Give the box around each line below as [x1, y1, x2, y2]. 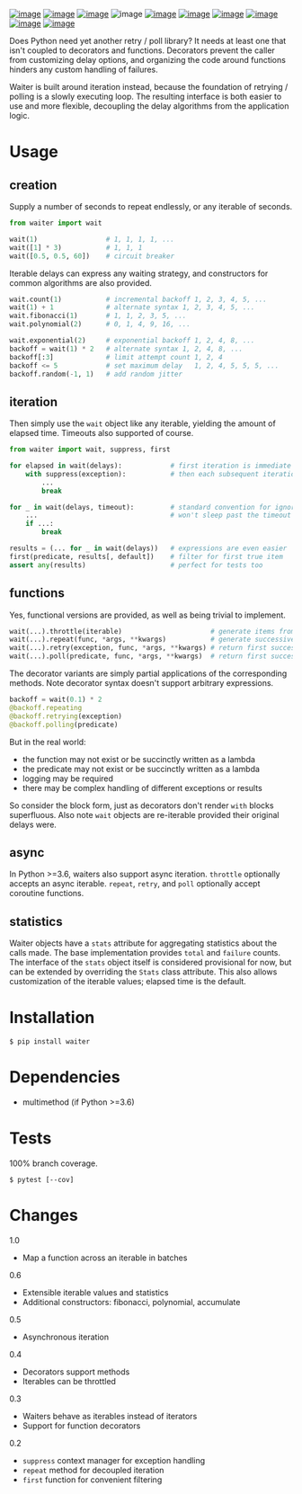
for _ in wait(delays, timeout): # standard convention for [9, 502, 271, 511]
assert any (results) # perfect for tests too [9, 560, 263, 570]
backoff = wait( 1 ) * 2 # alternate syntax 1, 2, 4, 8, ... [9, 344, 244, 353]
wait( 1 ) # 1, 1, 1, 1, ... [9, 235, 175, 244]
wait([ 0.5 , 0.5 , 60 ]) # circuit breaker [9, 252, 175, 261]
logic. [9, 111, 30, 120]
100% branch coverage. [9, 1158, 99, 1169]
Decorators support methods [22, 1366, 130, 1377]
